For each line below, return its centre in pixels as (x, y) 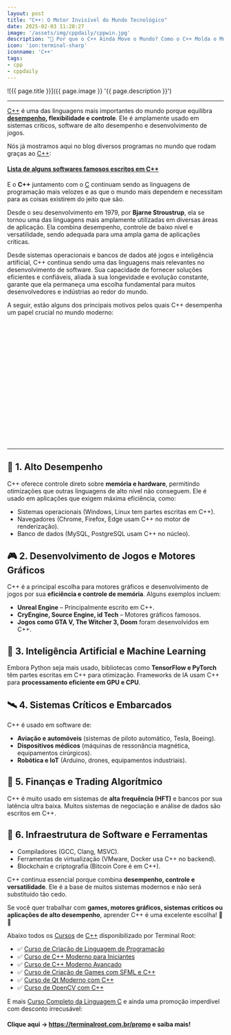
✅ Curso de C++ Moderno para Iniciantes (76, 956)
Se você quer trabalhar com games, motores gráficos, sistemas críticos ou (115, 908)
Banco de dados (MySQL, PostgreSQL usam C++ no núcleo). (103, 533)
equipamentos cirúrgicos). (54, 752)
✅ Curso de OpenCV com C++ (60, 987)
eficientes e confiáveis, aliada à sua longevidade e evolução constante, (108, 277)
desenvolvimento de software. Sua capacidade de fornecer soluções (105, 269)
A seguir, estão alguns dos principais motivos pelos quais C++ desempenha (115, 305)
